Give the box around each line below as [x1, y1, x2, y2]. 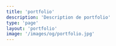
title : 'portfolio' [6, 8, 55, 15]
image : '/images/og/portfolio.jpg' [6, 31, 95, 37]
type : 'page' [6, 20, 39, 26]
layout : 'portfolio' [6, 25, 58, 32]
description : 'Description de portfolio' [6, 14, 111, 20]
